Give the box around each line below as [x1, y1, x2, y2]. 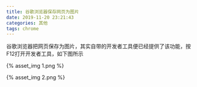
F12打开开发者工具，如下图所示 [6, 50, 84, 58]
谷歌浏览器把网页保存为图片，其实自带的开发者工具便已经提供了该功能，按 [6, 43, 191, 50]
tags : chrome [6, 25, 39, 32]
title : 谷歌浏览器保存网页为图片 [6, 8, 80, 15]
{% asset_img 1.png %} [6, 62, 64, 70]
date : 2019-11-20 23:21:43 [6, 14, 74, 20]
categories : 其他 [6, 20, 48, 26]
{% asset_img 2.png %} [6, 74, 65, 81]
